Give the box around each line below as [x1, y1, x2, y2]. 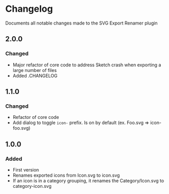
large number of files [12, 67, 57, 73]
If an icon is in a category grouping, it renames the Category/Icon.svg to [12, 178, 164, 184]
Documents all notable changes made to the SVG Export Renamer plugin [5, 20, 158, 26]
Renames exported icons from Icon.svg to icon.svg [12, 172, 120, 178]
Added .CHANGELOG [12, 72, 58, 79]
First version [12, 167, 39, 173]
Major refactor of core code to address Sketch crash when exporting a [12, 62, 161, 68]
